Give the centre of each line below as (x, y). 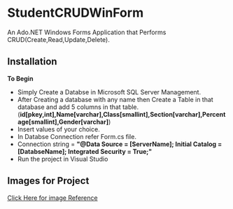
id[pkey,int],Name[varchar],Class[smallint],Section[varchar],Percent (123, 114)
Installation (32, 62)
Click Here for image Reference (52, 198)
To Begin (20, 78)
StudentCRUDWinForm (76, 13)
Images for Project (48, 181)
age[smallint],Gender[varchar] (63, 122)
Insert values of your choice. (58, 129)
